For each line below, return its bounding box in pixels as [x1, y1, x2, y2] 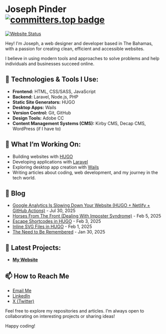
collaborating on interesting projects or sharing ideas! [5, 313, 115, 319]
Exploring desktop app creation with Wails [12, 164, 99, 170]
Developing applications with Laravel [12, 158, 88, 164]
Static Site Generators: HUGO [12, 99, 75, 105]
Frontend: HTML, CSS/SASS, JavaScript [12, 88, 96, 94]
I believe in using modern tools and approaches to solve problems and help [5, 55, 160, 61]
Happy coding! [5, 323, 36, 328]
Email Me [12, 287, 31, 293]
